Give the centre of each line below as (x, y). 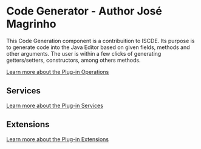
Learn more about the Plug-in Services (55, 105)
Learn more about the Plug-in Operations (58, 71)
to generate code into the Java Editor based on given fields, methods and (98, 47)
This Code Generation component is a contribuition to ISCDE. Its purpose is (101, 41)
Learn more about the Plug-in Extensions (58, 139)
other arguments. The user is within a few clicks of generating (84, 53)
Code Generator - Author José (84, 11)
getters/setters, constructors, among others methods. (73, 60)
